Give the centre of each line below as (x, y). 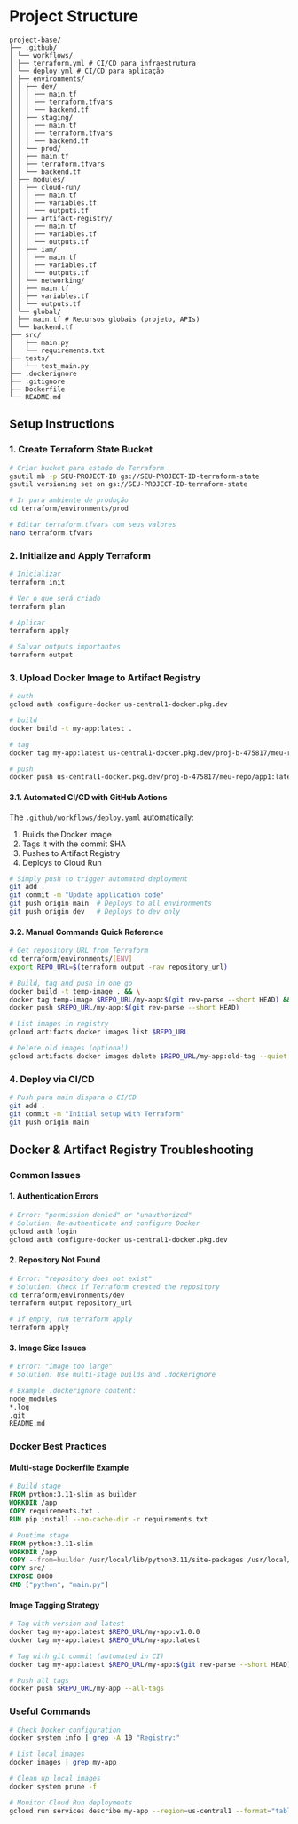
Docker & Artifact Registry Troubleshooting (131, 1149)
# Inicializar (35, 574)
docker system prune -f (53, 1786)
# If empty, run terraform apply (71, 1319)
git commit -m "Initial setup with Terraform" (97, 1114)
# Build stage (35, 1486)
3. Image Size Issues (48, 1348)
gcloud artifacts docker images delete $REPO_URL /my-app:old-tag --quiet (149, 1056)
